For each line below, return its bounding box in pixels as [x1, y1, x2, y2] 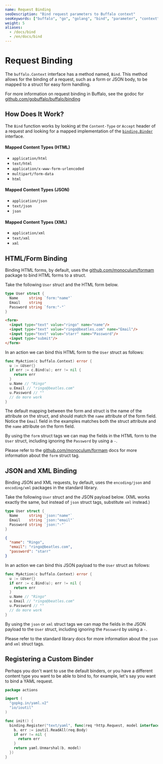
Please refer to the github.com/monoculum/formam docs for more [5, 448, 137, 453]
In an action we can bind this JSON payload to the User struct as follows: [5, 562, 150, 568]
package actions [5, 687, 38, 692]
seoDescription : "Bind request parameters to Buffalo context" [5, 12, 136, 17]
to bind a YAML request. [5, 678, 53, 684]
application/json [12, 199, 48, 204]
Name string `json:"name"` [9, 513, 73, 518]
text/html [12, 161, 33, 166]
